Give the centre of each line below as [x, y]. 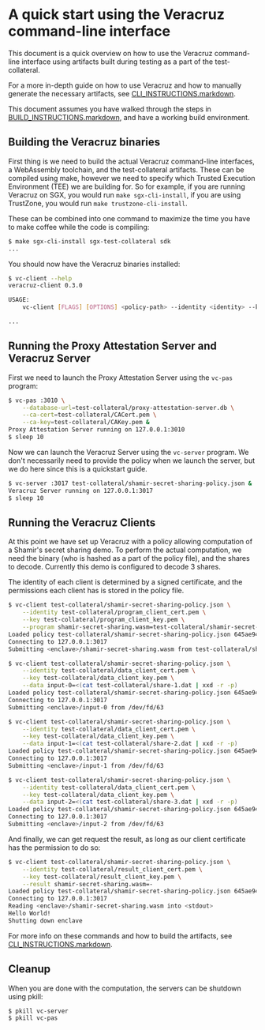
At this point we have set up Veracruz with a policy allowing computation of [131, 542]
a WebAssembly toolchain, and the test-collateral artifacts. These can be [126, 169]
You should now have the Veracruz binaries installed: [94, 264]
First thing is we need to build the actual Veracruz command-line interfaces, [131, 161]
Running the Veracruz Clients [82, 523]
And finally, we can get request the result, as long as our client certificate [127, 839]
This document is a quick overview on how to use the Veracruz [110, 53]
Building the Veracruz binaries [84, 143]
